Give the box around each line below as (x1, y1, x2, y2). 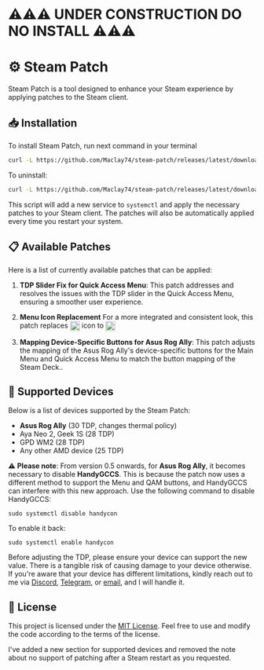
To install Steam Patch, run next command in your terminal (8, 141, 198, 150)
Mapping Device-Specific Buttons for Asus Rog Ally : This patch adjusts (19, 337, 255, 346)
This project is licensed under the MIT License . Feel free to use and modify (8, 621, 251, 631)
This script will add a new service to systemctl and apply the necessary (8, 200, 240, 209)
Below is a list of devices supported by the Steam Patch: (8, 406, 191, 416)
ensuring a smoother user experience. (19, 297, 144, 306)
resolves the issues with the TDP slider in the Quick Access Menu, (19, 288, 234, 298)
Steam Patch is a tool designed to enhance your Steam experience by (8, 84, 234, 93)
